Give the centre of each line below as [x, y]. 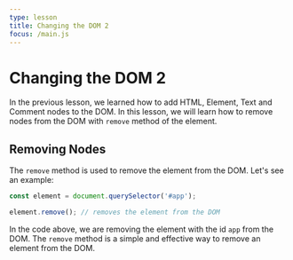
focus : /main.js [39, 34]
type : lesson [33, 17]
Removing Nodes [58, 149]
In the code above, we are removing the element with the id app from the [141, 229]
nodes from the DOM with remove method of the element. [113, 122]
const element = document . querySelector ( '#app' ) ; [103, 196]
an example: [32, 180]
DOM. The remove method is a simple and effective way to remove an [135, 238]
